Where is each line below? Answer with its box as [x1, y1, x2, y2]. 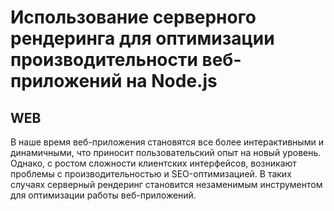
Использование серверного [10, 6, 257, 29]
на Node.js [125, 70, 218, 93]
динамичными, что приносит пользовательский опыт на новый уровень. [10, 147, 322, 158]
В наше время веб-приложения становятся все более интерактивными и [10, 136, 324, 148]
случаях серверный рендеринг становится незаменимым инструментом [10, 179, 323, 190]
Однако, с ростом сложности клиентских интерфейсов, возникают [10, 157, 297, 169]
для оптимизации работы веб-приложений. [10, 189, 197, 201]
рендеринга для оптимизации [10, 27, 275, 50]
